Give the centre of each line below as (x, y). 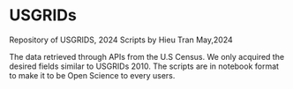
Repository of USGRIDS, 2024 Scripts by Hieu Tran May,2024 (121, 40)
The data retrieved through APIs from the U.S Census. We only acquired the (147, 56)
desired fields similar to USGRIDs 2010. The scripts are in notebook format (144, 66)
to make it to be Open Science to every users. (92, 75)
